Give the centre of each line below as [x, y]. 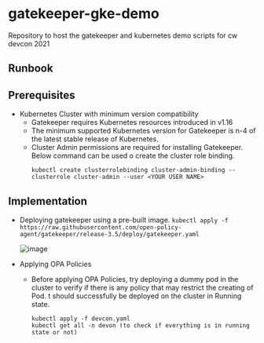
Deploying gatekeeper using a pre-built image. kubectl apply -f [124, 220]
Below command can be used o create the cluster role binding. [133, 156]
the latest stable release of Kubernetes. [95, 139]
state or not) [54, 332]
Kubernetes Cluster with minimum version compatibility [109, 114]
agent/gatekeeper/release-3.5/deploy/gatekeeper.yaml [109, 234]
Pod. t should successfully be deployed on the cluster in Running [136, 296]
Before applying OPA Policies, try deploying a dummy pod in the [135, 279]
